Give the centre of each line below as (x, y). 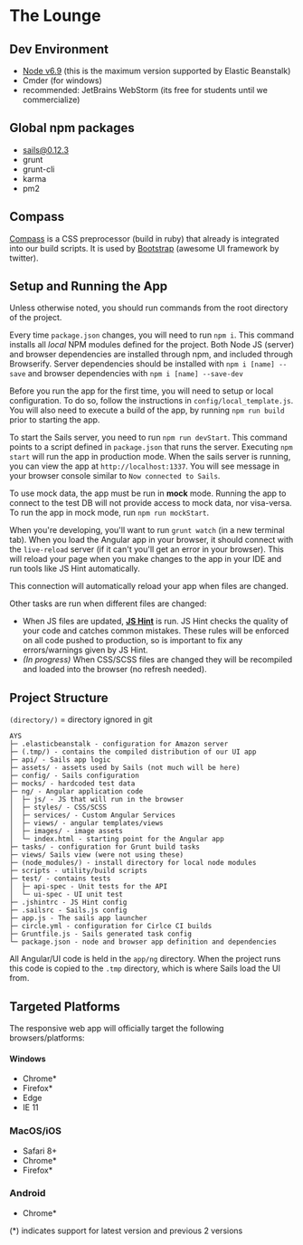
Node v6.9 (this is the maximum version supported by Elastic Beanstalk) (156, 71)
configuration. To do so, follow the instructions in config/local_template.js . (151, 401)
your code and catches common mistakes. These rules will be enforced (156, 631)
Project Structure (59, 698)
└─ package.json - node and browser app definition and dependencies (143, 942)
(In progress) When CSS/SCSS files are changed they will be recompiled (157, 660)
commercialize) (51, 100)
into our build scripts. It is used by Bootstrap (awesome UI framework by (144, 248)
